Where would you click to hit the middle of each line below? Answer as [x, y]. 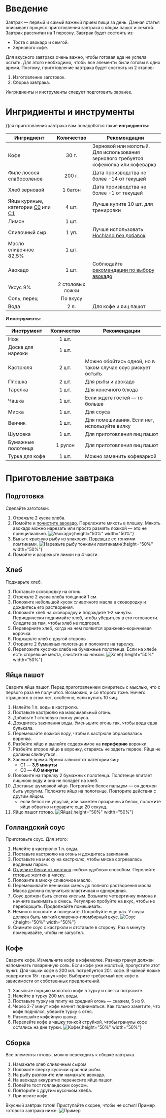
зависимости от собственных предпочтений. [53, 981]
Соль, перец [23, 298]
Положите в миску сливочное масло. [52, 880]
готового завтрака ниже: [32, 1110]
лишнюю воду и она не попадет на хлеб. [55, 781]
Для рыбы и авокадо [110, 381]
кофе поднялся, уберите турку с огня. [53, 1011]
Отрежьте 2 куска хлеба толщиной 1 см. [55, 596]
